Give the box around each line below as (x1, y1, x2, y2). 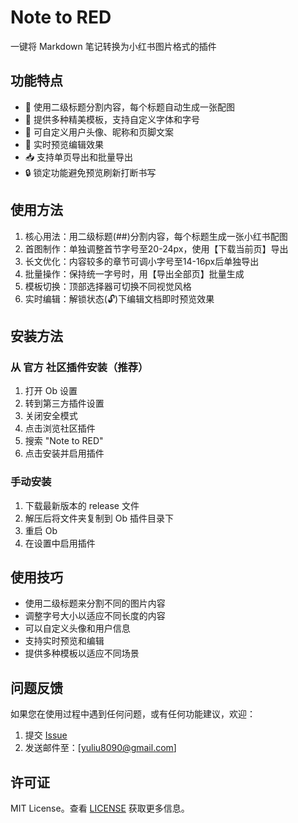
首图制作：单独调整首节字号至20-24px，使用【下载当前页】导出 (24, 242, 289, 255)
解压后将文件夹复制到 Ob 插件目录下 (24, 512, 174, 524)
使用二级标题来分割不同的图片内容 (24, 597, 166, 610)
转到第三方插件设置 (24, 397, 105, 410)
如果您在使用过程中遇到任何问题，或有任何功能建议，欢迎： (10, 708, 256, 720)
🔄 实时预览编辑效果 (24, 138, 104, 150)
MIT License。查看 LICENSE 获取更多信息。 (10, 802, 190, 814)
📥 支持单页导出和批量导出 (24, 151, 134, 163)
